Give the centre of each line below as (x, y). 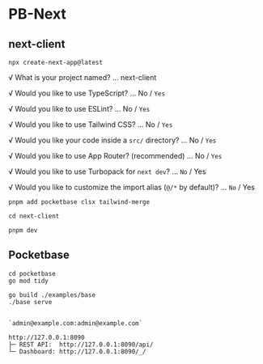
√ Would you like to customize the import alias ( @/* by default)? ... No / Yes (131, 187)
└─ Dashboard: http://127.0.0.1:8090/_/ (78, 351)
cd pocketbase (32, 273)
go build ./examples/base (52, 295)
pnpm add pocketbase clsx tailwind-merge (79, 202)
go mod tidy (28, 281)
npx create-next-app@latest (56, 62)
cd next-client (34, 216)
